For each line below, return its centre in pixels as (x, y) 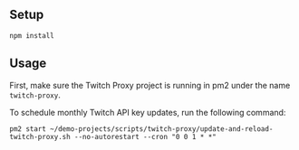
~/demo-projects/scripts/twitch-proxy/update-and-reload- (161, 129)
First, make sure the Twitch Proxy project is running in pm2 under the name (150, 85)
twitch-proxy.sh (40, 136)
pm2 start (28, 129)
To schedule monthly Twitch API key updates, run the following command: (148, 112)
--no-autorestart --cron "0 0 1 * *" (145, 136)
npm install (32, 35)
